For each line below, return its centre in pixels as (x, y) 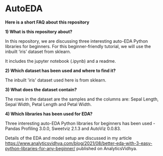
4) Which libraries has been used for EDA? (49, 114)
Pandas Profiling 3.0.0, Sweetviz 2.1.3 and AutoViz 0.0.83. (63, 129)
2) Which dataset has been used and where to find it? (60, 70)
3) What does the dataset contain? (41, 89)
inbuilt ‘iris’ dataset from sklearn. (38, 52)
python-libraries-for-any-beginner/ (40, 148)
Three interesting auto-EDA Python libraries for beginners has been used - (80, 123)
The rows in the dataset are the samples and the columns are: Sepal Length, (82, 99)
